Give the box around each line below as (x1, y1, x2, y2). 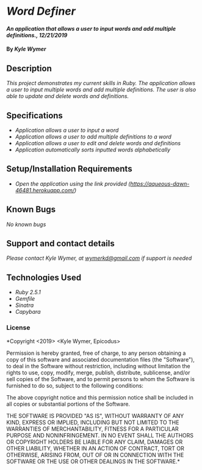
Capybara (15, 308, 41, 316)
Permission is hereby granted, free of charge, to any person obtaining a (6, 349, 186, 357)
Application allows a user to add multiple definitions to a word (15, 133, 172, 140)
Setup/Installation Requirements (6, 164, 132, 174)
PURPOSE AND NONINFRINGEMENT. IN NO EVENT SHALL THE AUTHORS (6, 431, 194, 439)
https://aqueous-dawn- (130, 180, 190, 188)
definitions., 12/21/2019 (6, 31, 68, 39)
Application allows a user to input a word (15, 127, 119, 134)
